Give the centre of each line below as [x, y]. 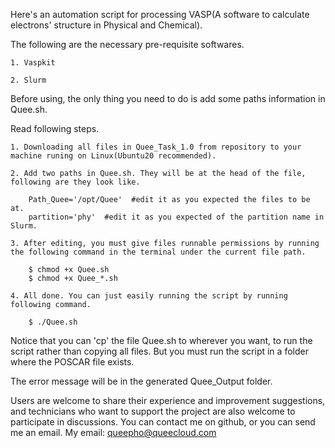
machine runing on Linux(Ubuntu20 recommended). [113, 156]
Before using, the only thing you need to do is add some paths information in [168, 98]
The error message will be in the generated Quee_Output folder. [141, 381]
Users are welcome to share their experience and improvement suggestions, [168, 400]
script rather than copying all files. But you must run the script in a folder [159, 351]
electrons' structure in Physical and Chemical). [106, 25]
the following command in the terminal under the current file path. [158, 252]
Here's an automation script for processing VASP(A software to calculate [160, 14]
